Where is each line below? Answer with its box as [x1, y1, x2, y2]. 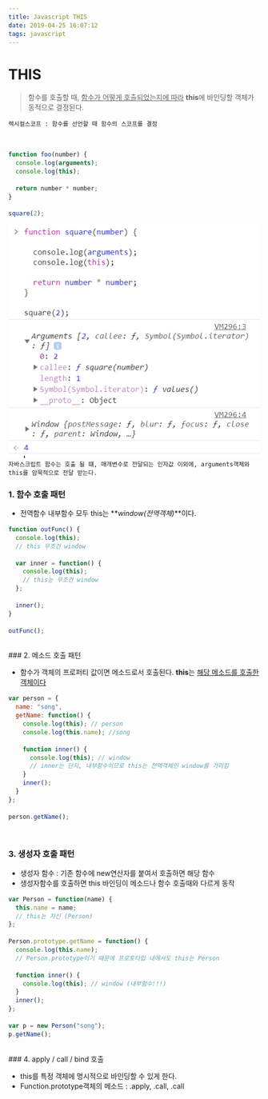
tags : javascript [8, 30, 66, 38]
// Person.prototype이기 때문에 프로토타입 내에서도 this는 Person [15, 954, 220, 962]
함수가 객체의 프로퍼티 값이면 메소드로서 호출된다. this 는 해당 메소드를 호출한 [19, 668, 259, 677]
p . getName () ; [8, 1030, 52, 1038]
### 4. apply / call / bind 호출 [8, 1054, 104, 1064]
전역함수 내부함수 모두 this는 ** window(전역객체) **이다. [19, 509, 197, 518]
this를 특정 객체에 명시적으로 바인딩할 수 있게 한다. [19, 1071, 178, 1081]
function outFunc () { [8, 526, 81, 534]
